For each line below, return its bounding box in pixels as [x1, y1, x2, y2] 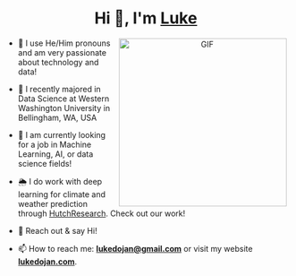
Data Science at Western [17, 93, 110, 104]
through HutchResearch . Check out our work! [17, 208, 186, 219]
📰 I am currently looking [17, 129, 106, 140]
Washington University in [17, 102, 110, 113]
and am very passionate [17, 47, 107, 57]
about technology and [17, 56, 99, 67]
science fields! [17, 158, 72, 168]
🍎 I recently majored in [17, 83, 101, 94]
